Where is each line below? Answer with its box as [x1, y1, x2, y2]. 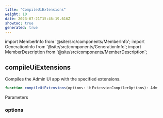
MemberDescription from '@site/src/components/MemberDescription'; [5, 49, 147, 55]
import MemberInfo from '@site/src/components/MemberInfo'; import [5, 39, 145, 44]
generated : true [5, 25, 38, 30]
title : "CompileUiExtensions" [5, 7, 66, 12]
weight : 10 [5, 12, 27, 17]
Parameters [5, 94, 28, 100]
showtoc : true [5, 20, 34, 26]
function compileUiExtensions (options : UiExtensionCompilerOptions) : [5, 85, 149, 90]
